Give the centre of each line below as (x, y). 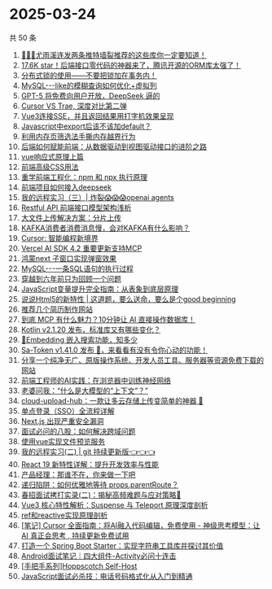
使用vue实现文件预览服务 (63, 441)
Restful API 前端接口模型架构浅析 (76, 207)
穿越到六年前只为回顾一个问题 (71, 278)
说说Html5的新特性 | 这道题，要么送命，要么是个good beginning (128, 299)
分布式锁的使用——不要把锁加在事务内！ (89, 75)
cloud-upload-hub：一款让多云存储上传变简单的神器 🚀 (112, 400)
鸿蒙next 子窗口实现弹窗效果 (69, 258)
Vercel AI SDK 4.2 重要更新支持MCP (81, 248)
